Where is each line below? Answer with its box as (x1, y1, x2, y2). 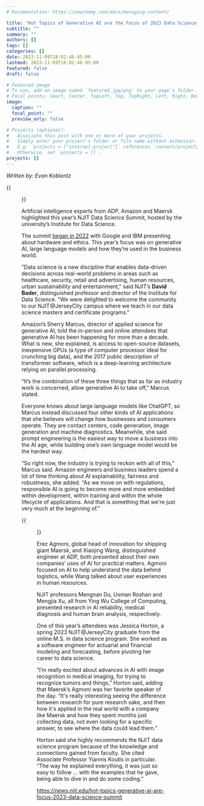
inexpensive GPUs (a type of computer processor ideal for (21, 346, 168, 353)
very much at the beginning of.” (21, 504, 100, 512)
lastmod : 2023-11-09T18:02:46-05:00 (6, 59, 99, 66)
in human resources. (36, 579, 88, 586)
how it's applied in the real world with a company (36, 705, 160, 712)
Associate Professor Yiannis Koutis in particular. (36, 755, 157, 763)
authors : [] (6, 37, 36, 43)
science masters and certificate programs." (21, 308, 130, 316)
